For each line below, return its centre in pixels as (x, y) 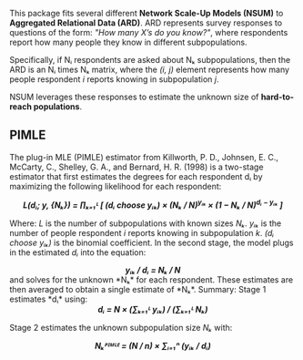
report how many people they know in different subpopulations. (128, 42)
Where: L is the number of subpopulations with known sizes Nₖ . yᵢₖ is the (146, 223)
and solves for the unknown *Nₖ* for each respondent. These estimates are (151, 280)
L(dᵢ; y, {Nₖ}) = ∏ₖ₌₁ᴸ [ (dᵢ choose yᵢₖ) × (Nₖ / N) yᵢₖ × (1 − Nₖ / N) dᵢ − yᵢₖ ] (153, 204)
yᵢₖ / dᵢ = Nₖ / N (153, 270)
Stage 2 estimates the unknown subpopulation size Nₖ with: (121, 328)
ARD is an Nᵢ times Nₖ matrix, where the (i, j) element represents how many (149, 69)
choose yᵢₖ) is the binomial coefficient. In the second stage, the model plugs (151, 243)
